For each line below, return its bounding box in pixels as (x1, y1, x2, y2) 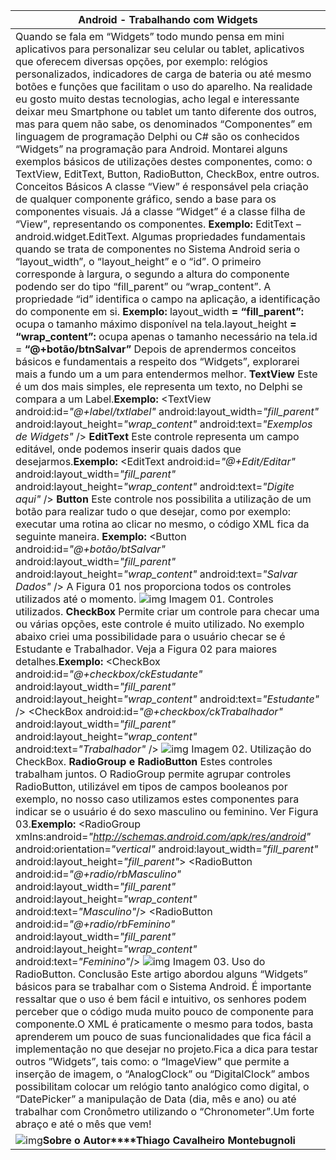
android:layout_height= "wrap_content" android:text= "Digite (15, 480, 295, 493)
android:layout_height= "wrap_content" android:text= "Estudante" (15, 692, 320, 706)
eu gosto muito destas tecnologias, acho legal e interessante (15, 92, 300, 106)
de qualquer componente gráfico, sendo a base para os (15, 192, 277, 206)
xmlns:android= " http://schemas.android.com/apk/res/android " (15, 830, 312, 843)
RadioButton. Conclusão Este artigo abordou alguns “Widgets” (15, 967, 308, 981)
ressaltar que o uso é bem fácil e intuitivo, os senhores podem (15, 992, 307, 1006)
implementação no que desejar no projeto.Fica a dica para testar (15, 1042, 318, 1056)
